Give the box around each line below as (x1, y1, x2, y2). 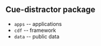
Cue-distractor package (5, 5, 96, 15)
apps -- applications (14, 20, 62, 27)
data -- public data (14, 32, 60, 40)
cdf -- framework (14, 27, 56, 34)
